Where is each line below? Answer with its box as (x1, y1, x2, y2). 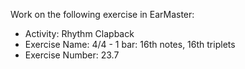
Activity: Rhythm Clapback (24, 28, 135, 39)
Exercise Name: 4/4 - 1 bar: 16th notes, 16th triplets (24, 39, 236, 50)
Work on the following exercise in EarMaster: (10, 9, 195, 20)
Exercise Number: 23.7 (24, 49, 120, 61)
